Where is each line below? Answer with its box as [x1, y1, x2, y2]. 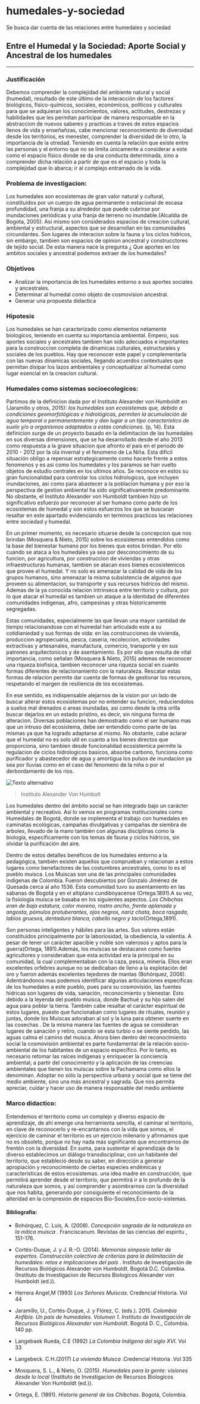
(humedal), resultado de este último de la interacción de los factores [6, 95, 174, 102]
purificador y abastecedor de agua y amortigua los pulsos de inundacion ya [6, 755, 192, 762]
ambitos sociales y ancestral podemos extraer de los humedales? [6, 250, 167, 257]
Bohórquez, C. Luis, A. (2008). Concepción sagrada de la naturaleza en [14, 1221, 192, 1229]
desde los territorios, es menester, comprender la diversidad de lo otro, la [6, 133, 186, 140]
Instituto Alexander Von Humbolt [20, 791, 101, 798]
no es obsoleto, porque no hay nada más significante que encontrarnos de [6, 1138, 189, 1145]
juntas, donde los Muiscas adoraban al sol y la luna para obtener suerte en [6, 1015, 189, 1022]
